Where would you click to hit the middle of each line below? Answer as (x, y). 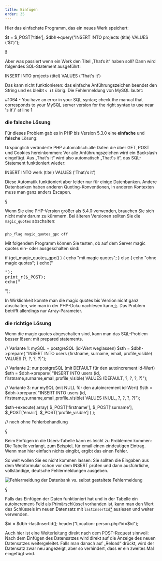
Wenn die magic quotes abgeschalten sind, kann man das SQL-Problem (76, 334)
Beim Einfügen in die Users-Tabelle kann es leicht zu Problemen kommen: (79, 441)
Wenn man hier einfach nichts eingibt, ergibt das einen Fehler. (66, 451)
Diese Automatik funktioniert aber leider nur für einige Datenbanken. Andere (81, 182)
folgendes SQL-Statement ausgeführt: (43, 66)
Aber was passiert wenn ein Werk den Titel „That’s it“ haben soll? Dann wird (80, 61)
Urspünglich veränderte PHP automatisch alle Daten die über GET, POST (77, 147)
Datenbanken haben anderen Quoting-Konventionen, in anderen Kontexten (80, 187)
